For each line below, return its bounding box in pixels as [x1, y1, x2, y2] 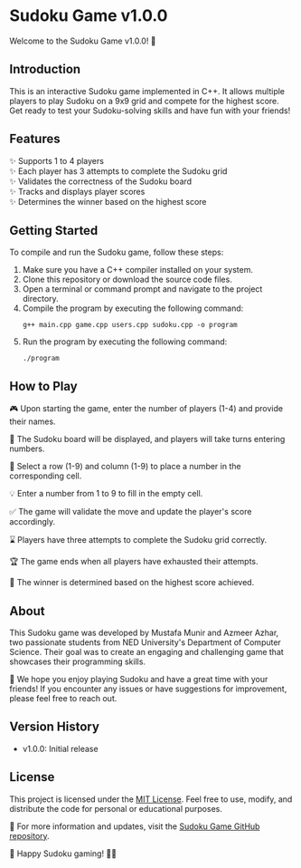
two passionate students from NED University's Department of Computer [9, 637, 282, 648]
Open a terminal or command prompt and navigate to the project [22, 284, 263, 294]
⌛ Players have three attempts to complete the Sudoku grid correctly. [9, 535, 268, 545]
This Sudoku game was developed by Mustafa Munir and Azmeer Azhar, [9, 627, 279, 638]
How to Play [9, 378, 79, 394]
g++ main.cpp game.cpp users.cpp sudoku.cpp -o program [22, 321, 238, 330]
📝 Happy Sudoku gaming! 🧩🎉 [9, 848, 118, 859]
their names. [9, 416, 56, 427]
